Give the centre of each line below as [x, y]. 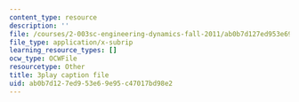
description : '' [39, 26]
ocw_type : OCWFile [43, 59]
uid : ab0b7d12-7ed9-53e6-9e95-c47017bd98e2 [91, 83]
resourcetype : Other [48, 67]
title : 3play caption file [59, 75]
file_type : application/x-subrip [71, 42]
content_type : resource [53, 17]
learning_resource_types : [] [63, 51]
